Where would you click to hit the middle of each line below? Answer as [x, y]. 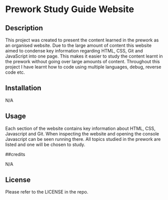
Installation [23, 88]
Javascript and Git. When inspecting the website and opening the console [82, 134]
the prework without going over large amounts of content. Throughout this [83, 61]
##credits [15, 154]
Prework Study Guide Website [70, 9]
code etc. [15, 72]
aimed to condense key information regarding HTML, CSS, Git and [74, 51]
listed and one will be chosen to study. [45, 144]
